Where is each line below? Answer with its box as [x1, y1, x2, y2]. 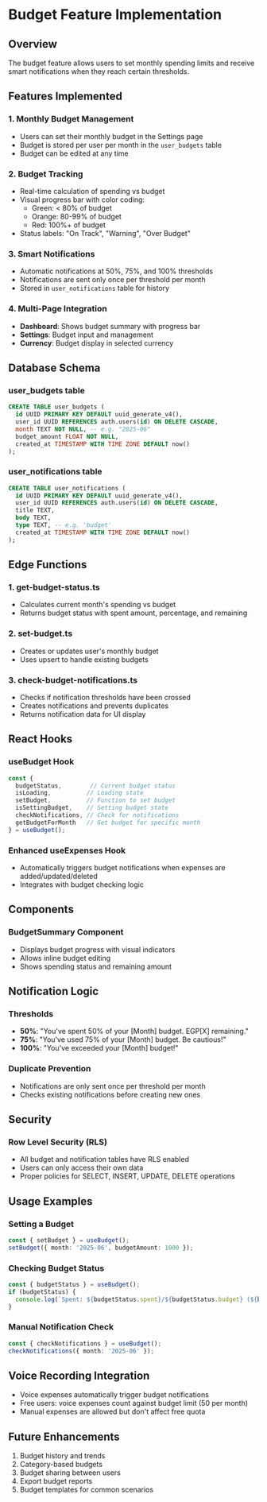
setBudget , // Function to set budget [15, 796, 176, 804]
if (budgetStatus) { [8, 1287, 77, 1296]
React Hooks [8, 733, 73, 746]
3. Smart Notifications [8, 248, 95, 259]
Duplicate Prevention [8, 1063, 91, 1074]
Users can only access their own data [19, 1163, 144, 1173]
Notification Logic [8, 985, 99, 998]
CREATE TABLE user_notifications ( [8, 484, 126, 492]
